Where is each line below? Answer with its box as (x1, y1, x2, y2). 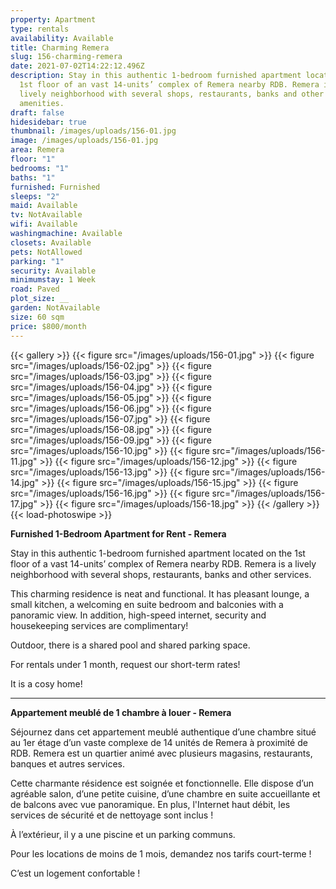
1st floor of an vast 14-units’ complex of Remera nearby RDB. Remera (19, 80, 320, 90)
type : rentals (10, 24, 70, 34)
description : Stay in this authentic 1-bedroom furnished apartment (10, 71, 302, 81)
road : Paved (10, 284, 60, 295)
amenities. (19, 98, 65, 108)
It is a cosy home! (10, 677, 83, 690)
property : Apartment (10, 14, 97, 25)
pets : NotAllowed (10, 247, 83, 257)
